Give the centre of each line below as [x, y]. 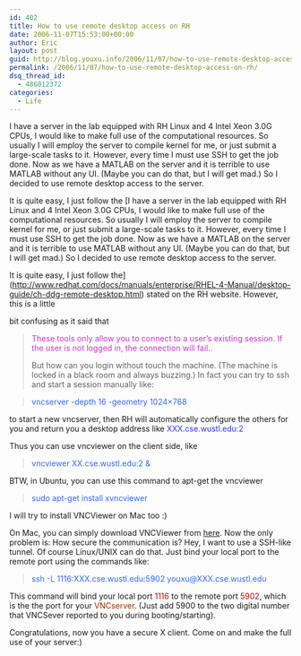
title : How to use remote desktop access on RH [100, 26]
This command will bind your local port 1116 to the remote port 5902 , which [148, 596]
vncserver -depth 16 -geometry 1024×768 [109, 402]
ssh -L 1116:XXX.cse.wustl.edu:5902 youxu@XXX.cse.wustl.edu [149, 579]
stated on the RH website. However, [212, 294]
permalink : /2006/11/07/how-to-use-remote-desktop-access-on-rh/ [133, 68]
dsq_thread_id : [38, 76]
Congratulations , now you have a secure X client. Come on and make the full [150, 633]
